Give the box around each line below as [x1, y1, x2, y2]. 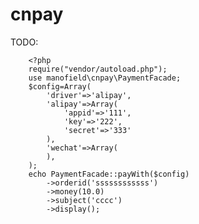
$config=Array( [28, 81, 92, 92]
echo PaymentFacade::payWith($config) [28, 169, 190, 179]
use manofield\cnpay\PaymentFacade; [28, 73, 182, 83]
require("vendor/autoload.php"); [28, 64, 168, 74]
